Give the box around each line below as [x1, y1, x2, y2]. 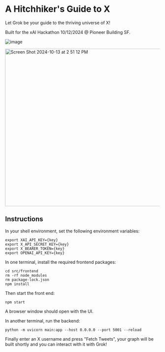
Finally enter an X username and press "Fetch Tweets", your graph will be [5, 336, 154, 342]
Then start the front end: [5, 290, 55, 296]
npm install [5, 282, 29, 287]
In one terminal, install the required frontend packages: [5, 259, 116, 265]
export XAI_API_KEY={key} [5, 237, 58, 242]
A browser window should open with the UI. [5, 308, 94, 314]
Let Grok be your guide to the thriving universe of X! [5, 20, 110, 26]
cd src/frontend [5, 268, 38, 274]
